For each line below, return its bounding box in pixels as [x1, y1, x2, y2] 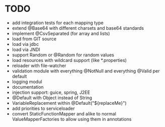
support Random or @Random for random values [12, 51, 115, 58]
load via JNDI [12, 46, 40, 52]
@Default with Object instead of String [12, 94, 92, 101]
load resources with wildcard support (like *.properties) [12, 57, 127, 63]
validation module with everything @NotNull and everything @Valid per [12, 68, 160, 74]
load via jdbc [12, 41, 39, 47]
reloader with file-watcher [12, 62, 67, 69]
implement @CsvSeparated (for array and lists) [12, 30, 111, 36]
